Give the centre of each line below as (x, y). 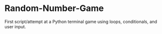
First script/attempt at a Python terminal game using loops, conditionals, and (81, 22)
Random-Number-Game (54, 8)
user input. (15, 26)
